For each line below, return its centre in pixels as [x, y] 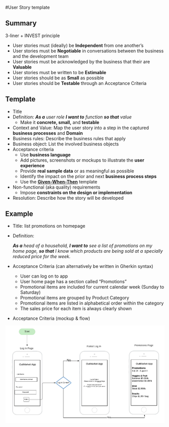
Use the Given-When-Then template [59, 181]
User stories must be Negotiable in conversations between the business [88, 51]
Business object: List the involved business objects [66, 144]
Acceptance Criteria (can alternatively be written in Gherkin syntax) [83, 266]
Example [19, 214]
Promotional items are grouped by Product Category [75, 298]
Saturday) [30, 292]
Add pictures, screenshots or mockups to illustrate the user [82, 160]
